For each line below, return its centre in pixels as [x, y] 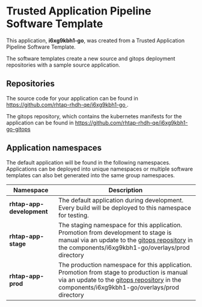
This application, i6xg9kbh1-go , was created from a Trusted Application [96, 40]
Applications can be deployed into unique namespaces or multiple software [100, 169]
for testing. [73, 215]
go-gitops [19, 129]
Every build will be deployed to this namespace [124, 207]
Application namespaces [54, 148]
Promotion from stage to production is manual [123, 272]
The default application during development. [121, 200]
